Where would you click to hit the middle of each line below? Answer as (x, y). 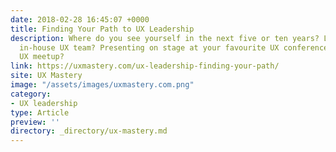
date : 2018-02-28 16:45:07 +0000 (80, 19)
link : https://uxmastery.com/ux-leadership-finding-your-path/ (145, 66)
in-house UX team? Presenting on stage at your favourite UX (149, 47)
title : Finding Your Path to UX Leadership (102, 29)
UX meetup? (42, 57)
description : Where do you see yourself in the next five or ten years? (165, 38)
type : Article (40, 112)
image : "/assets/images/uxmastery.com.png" (102, 85)
